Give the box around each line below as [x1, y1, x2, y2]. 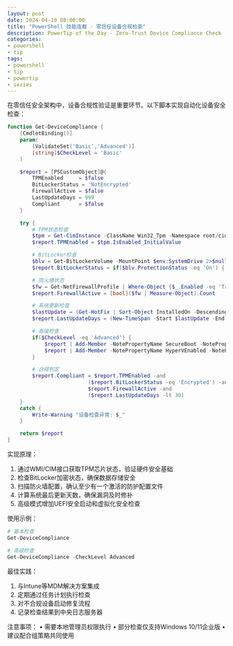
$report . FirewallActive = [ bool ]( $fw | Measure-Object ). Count [32, 289, 216, 297]
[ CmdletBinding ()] [19, 130, 73, 137]
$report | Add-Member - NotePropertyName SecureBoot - [44, 341, 203, 348]
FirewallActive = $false [32, 188, 104, 195]
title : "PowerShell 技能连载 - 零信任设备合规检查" [7, 23, 146, 30]
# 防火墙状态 [32, 277, 64, 284]
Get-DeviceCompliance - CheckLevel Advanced [7, 553, 135, 561]
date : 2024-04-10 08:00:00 [7, 17, 85, 24]
